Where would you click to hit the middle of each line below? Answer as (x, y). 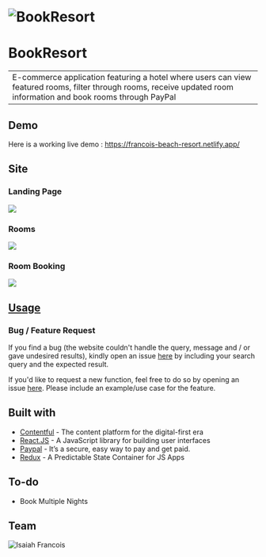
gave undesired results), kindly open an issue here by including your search (132, 355)
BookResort (47, 53)
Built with (32, 413)
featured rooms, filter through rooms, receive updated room (123, 87)
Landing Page (35, 191)
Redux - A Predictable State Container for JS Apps (102, 457)
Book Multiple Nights (54, 501)
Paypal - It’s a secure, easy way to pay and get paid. (105, 449)
